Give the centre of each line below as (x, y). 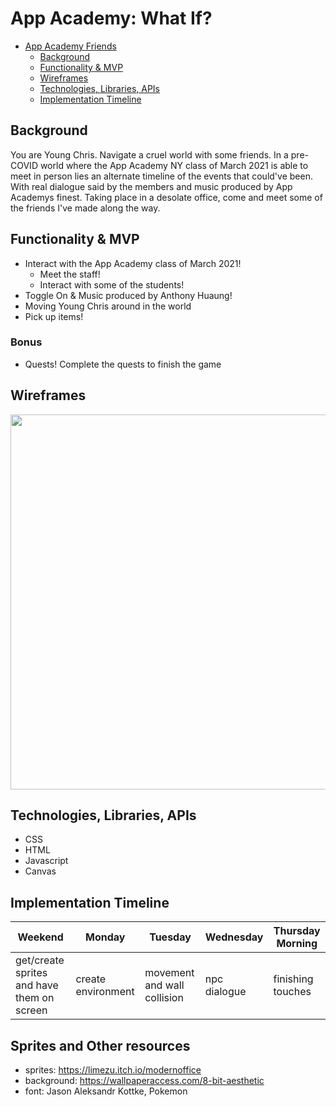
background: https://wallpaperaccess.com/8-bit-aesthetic (144, 1081)
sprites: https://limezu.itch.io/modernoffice (113, 1070)
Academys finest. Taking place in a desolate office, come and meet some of (166, 197)
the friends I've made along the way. (85, 208)
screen (31, 1010)
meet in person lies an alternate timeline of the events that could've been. (161, 176)
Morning (297, 944)
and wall (164, 985)
